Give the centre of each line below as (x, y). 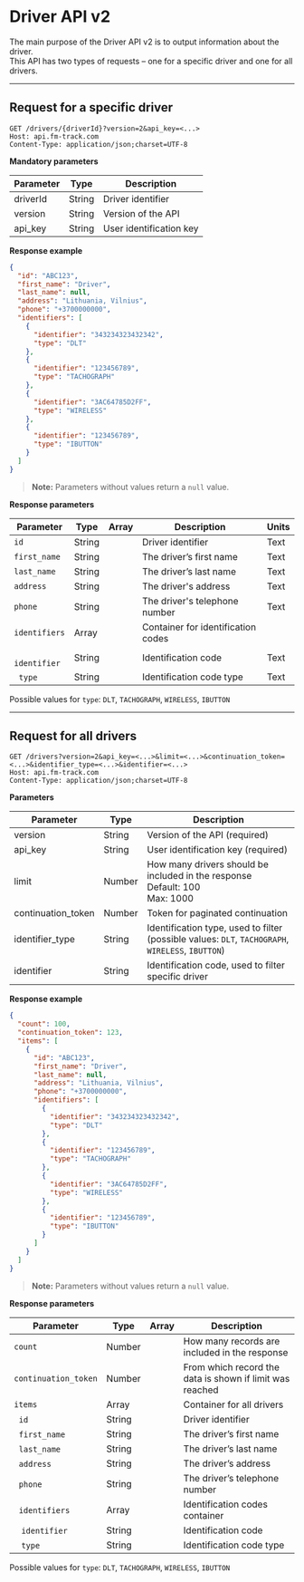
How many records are (232, 1341)
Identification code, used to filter (216, 965)
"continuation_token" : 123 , (71, 1033)
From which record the (232, 1367)
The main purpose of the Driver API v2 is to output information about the (144, 42)
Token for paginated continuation (217, 913)
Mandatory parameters (54, 161)
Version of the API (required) (208, 835)
